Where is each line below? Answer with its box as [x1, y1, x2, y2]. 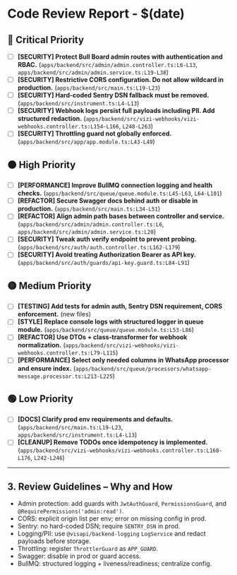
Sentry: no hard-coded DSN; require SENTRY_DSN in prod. [17, 522, 181, 530]
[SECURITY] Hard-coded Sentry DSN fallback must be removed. [17, 91, 209, 100]
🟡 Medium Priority [7, 280, 92, 292]
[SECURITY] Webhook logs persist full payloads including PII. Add [17, 107, 215, 115]
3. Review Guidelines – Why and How [7, 480, 173, 492]
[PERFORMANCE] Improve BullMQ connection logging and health [17, 181, 213, 189]
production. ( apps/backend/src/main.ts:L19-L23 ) [17, 83, 161, 92]
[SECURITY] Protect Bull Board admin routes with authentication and [17, 52, 224, 61]
